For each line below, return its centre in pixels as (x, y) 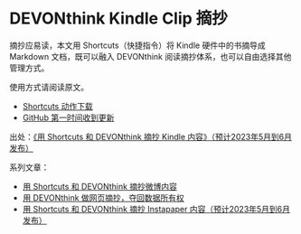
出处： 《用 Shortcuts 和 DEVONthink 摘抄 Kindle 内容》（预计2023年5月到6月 (150, 136)
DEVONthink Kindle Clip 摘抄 (119, 19)
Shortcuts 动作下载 (57, 106)
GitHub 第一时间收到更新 (68, 117)
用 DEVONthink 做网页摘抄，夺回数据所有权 (103, 197)
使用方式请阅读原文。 (49, 87)
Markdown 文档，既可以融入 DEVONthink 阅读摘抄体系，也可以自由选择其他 (150, 56)
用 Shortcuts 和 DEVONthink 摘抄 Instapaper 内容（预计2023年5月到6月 (156, 209)
